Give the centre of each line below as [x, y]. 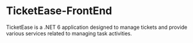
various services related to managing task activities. [69, 33]
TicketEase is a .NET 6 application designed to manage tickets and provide [97, 27]
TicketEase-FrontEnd [59, 11]
